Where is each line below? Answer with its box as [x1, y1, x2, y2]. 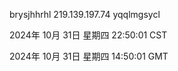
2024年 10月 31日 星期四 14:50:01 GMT [9, 50, 169, 62]
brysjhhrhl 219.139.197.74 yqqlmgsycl [9, 9, 161, 20]
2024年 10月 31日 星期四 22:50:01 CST [9, 29, 168, 41]
